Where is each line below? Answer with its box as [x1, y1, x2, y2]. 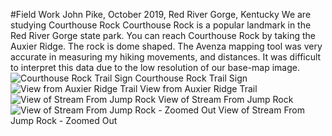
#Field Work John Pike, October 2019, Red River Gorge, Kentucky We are [10, 9, 312, 20]
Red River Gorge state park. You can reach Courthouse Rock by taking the [10, 30, 316, 41]
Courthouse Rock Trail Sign [134, 72, 248, 84]
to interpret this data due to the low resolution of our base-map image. [10, 62, 301, 73]
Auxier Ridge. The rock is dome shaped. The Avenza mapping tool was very [10, 40, 323, 52]
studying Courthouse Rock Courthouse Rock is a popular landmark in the [10, 19, 312, 31]
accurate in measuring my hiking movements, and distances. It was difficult [10, 51, 322, 63]
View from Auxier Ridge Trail [139, 83, 258, 94]
